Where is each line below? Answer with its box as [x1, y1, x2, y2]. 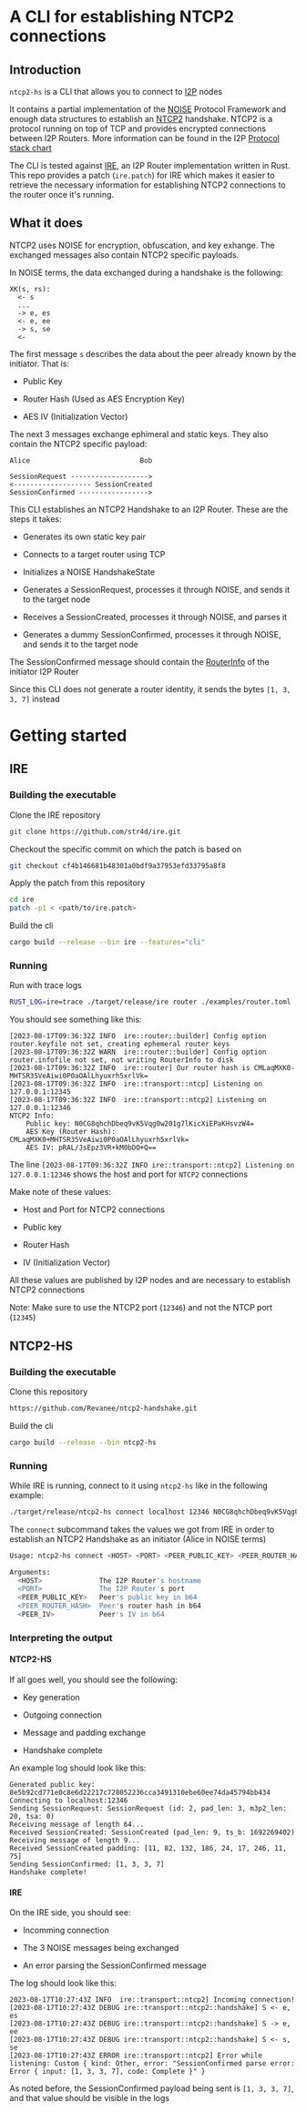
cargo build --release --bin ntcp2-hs [9, 1437, 157, 1447]
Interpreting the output [9, 1631, 113, 1644]
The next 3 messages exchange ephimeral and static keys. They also [9, 428, 269, 439]
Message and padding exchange [22, 1728, 146, 1739]
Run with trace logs [9, 980, 82, 991]
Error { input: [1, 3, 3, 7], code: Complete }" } [9, 2067, 206, 2076]
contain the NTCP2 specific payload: [9, 438, 148, 449]
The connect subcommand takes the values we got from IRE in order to [9, 1524, 275, 1535]
